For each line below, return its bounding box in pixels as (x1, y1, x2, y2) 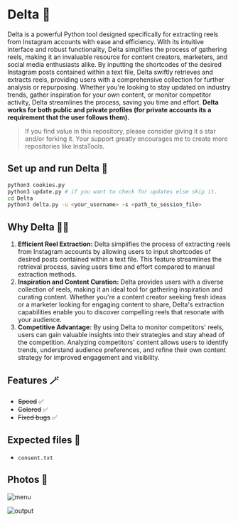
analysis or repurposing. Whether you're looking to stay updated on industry (7, 82, 231, 91)
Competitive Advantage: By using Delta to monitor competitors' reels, (17, 323, 225, 331)
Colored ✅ (17, 405, 48, 413)
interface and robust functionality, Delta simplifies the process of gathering (7, 45, 227, 53)
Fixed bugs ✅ (17, 412, 58, 422)
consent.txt (17, 454, 53, 462)
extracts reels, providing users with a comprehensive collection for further (7, 75, 225, 84)
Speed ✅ (17, 397, 45, 405)
